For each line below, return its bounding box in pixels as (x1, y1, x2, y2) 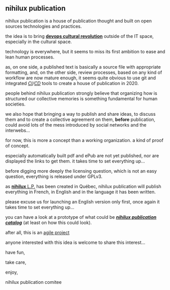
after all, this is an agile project (5, 229, 70, 235)
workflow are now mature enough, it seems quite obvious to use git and (5, 74, 156, 81)
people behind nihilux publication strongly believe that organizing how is (5, 90, 157, 96)
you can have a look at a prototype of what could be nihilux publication (5, 214, 157, 220)
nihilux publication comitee (5, 279, 62, 285)
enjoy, (5, 269, 18, 275)
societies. (5, 101, 26, 107)
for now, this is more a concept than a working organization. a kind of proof (5, 137, 164, 143)
